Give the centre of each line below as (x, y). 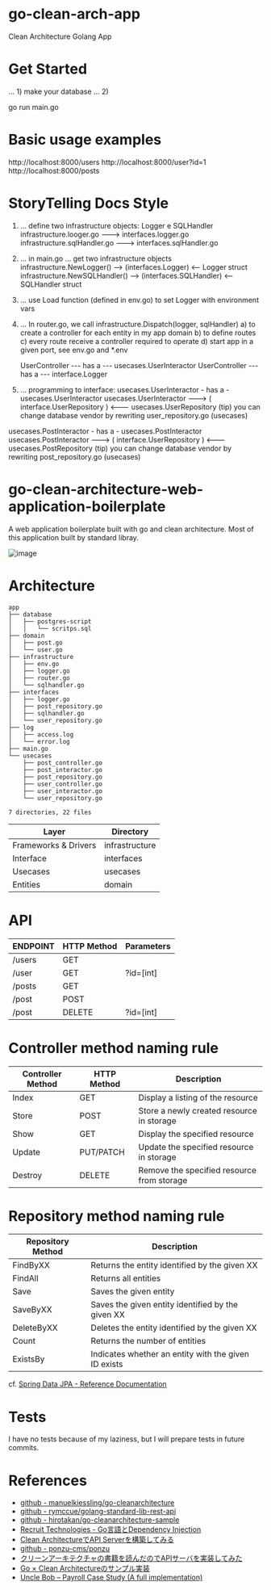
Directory (130, 831)
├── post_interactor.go (63, 770)
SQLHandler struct (51, 284)
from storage (163, 1180)
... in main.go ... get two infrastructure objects (96, 258)
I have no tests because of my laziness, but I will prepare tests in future (127, 1439)
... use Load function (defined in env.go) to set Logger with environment (140, 300)
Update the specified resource (196, 1147)
